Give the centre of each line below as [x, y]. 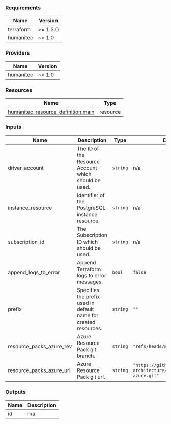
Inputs [13, 127]
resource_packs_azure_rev [40, 347]
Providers [18, 53]
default [85, 309]
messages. [90, 282]
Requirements [23, 8]
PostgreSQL [91, 208]
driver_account [26, 168]
